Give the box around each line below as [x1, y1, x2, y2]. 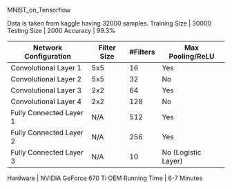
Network [33, 43, 63, 52]
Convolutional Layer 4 [10, 97, 81, 106]
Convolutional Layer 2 [10, 74, 81, 83]
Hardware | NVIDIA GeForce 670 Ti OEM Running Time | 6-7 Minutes [7, 174, 203, 182]
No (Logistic [162, 148, 202, 157]
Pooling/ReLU [168, 52, 215, 61]
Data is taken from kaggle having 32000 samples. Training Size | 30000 [7, 19, 212, 27]
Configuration [23, 52, 71, 61]
